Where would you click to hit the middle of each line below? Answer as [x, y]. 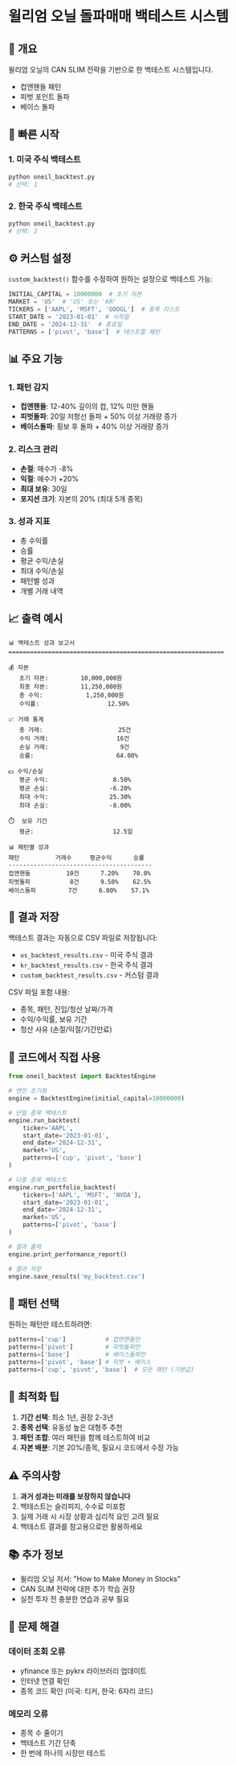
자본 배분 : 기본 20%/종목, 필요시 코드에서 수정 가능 [99, 1448]
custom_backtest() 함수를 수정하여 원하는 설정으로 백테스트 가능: [110, 279]
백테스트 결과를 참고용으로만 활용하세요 [81, 1527]
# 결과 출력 [25, 1246]
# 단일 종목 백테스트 [38, 1113]
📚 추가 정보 [36, 1554]
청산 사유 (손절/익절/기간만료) [66, 1029]
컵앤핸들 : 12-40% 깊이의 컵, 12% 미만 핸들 [87, 407]
